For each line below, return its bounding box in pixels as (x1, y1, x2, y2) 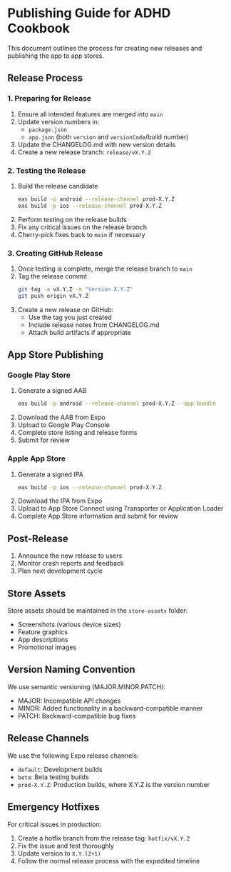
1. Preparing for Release (7, 94, 91, 104)
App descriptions (17, 636, 69, 644)
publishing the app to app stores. (7, 51, 105, 60)
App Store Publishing (7, 349, 103, 361)
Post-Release (7, 532, 69, 544)
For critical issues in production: (7, 820, 102, 828)
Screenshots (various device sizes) (17, 620, 121, 629)
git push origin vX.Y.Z (17, 292, 89, 299)
